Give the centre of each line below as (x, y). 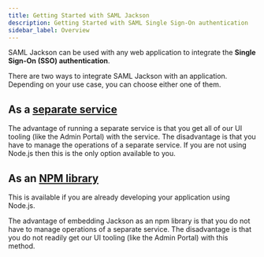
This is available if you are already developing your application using (119, 197)
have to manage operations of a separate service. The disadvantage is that (130, 229)
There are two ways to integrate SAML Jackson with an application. (118, 76)
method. (22, 246)
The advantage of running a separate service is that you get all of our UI (125, 128)
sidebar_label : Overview (49, 30)
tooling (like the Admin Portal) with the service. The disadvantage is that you (132, 137)
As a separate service (63, 109)
